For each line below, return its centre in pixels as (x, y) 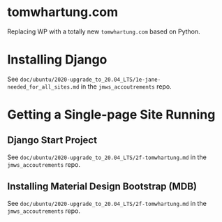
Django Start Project (52, 140)
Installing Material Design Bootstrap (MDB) (102, 187)
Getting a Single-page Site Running (111, 115)
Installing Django (57, 60)
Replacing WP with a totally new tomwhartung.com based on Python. (104, 31)
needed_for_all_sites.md (43, 87)
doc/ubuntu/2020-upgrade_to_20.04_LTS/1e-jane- (90, 80)
